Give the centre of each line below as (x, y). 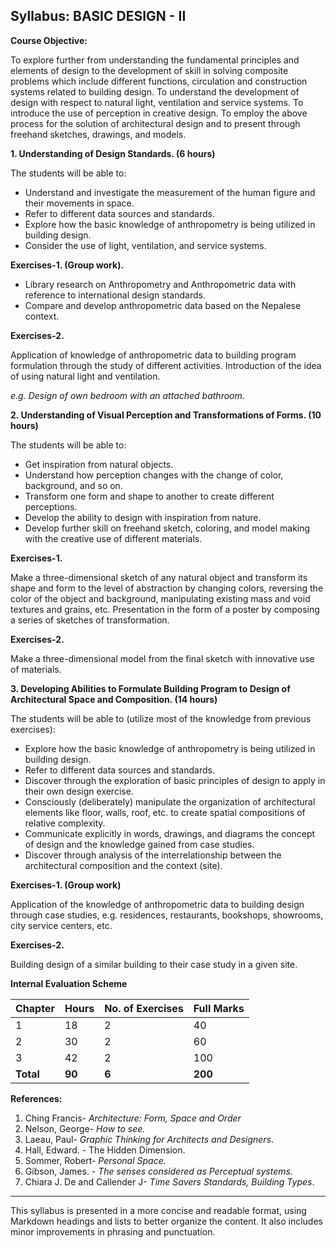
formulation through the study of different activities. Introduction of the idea (166, 365)
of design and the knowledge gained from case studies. (139, 844)
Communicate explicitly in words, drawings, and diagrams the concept (170, 833)
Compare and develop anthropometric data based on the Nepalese (163, 305)
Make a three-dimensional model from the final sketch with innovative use (162, 658)
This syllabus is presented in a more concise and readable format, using (158, 1210)
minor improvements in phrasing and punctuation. (113, 1231)
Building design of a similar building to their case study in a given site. (154, 964)
